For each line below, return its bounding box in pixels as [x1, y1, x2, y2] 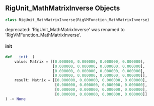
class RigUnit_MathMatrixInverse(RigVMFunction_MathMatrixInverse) [5, 17, 150, 22]
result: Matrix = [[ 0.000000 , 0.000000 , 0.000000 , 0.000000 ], [14, 78, 147, 83]
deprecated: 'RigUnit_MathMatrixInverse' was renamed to [5, 26, 125, 32]
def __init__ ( [5, 54, 35, 59]
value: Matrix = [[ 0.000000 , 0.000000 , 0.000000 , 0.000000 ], [14, 59, 145, 64]
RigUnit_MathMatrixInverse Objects [5, 4, 120, 13]
